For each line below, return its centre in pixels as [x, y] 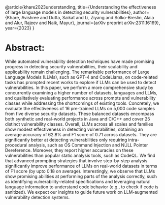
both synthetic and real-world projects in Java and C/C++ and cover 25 [78, 119]
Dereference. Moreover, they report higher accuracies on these [69, 150]
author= [141, 12]
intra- [133, 140]
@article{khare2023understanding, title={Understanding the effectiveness [81, 7]
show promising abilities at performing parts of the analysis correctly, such [81, 176]
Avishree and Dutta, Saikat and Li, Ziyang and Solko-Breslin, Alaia [88, 17]
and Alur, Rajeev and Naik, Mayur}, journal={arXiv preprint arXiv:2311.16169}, [83, 23]
